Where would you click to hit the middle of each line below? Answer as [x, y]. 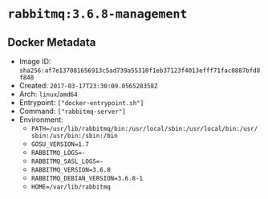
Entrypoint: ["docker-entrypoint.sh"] [81, 102]
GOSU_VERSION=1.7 [60, 144]
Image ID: [35, 61]
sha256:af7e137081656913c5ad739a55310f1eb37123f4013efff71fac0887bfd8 [140, 71]
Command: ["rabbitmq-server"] [72, 111]
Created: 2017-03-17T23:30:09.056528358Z [88, 85]
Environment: [41, 120]
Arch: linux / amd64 [48, 94]
